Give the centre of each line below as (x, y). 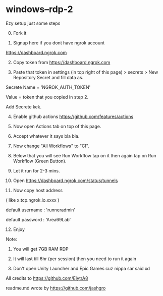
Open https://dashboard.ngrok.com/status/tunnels (65, 181)
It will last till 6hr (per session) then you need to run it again (75, 259)
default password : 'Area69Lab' (38, 219)
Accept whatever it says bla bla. (46, 136)
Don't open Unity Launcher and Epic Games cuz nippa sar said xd (82, 268)
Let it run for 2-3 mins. (36, 170)
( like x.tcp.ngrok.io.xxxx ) (33, 200)
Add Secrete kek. (24, 106)
